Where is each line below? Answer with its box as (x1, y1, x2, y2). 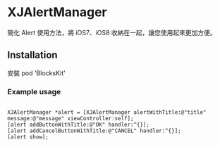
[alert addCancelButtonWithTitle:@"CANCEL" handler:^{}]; (7, 127, 181, 134)
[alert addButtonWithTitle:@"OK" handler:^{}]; (7, 121, 150, 129)
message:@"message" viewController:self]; (7, 115, 134, 122)
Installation (7, 49, 58, 61)
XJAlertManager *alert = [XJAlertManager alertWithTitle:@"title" (7, 109, 207, 116)
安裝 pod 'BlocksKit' (7, 68, 66, 77)
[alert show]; (7, 134, 49, 141)
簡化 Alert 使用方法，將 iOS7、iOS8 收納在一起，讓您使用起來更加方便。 (7, 28, 216, 37)
